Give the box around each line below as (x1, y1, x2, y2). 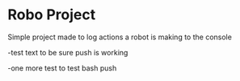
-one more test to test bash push (7, 63, 117, 73)
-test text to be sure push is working (7, 47, 128, 57)
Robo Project (7, 6, 96, 24)
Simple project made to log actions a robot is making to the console (7, 32, 232, 42)
